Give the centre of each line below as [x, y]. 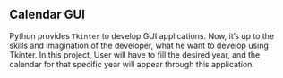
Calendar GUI [47, 15]
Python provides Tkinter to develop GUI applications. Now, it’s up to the [142, 35]
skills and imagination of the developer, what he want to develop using [139, 45]
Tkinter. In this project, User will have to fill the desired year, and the [135, 55]
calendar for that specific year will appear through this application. [132, 64]
